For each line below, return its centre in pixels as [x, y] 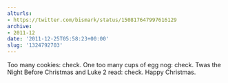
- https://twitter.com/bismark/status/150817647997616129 [92, 20]
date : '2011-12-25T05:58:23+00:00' [58, 39]
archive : [20, 26]
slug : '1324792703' [35, 45]
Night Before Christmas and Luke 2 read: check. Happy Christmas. [102, 72]
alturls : [20, 13]
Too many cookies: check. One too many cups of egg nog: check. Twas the [114, 65]
